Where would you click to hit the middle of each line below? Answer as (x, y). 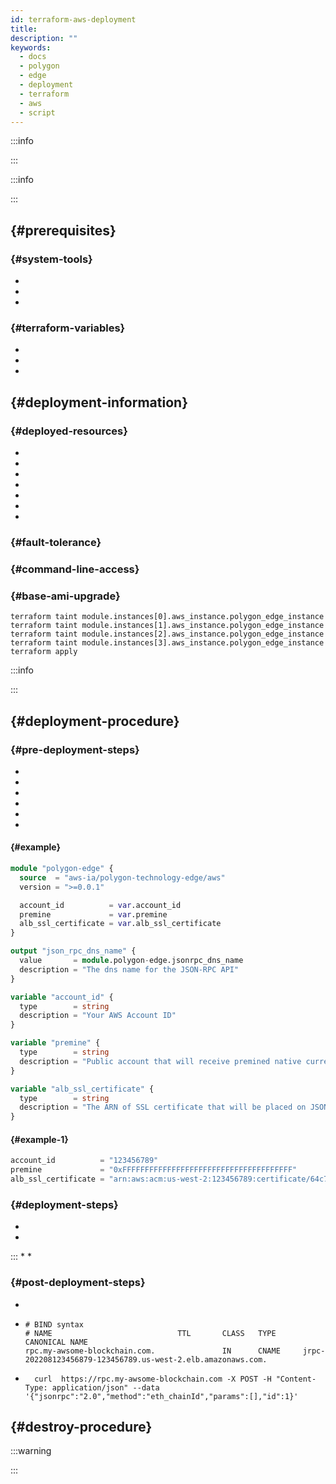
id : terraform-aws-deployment (73, 19)
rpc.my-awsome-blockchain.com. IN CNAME (152, 1351)
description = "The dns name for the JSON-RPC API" (129, 969)
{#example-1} (39, 1139)
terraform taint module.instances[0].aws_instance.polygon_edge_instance (167, 617)
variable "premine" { (55, 1043)
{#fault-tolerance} (56, 542)
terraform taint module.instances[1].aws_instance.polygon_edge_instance (167, 626)
